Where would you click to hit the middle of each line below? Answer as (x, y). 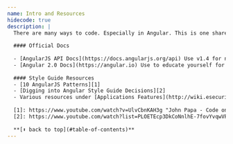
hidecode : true (29, 20)
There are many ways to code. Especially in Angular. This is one (111, 33)
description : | (29, 26)
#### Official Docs (42, 46)
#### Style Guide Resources (54, 78)
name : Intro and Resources (46, 13)
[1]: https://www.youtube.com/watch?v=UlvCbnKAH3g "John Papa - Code (116, 110)
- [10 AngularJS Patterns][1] (57, 84)
